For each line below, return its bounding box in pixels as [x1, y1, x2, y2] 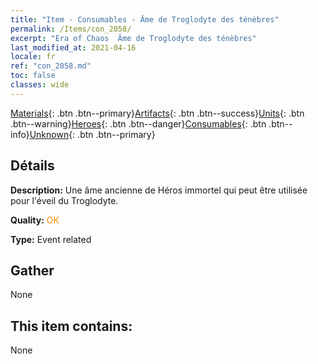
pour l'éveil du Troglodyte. [10, 194, 119, 206]
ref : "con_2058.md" [10, 61, 92, 71]
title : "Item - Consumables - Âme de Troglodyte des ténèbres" [10, 14, 280, 25]
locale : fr [10, 52, 56, 62]
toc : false [10, 71, 56, 81]
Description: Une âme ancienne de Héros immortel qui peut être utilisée [10, 184, 308, 196]
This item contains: [10, 317, 133, 335]
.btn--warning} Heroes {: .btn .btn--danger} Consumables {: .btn [10, 117, 267, 130]
